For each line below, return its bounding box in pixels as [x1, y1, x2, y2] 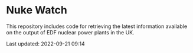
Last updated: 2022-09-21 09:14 [6, 40, 85, 47]
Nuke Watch [6, 3, 68, 17]
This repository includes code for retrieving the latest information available [6, 23, 188, 30]
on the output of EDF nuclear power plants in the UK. [6, 29, 135, 36]
